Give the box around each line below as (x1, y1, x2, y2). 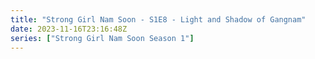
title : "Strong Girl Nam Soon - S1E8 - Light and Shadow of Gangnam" (10, 14, 307, 25)
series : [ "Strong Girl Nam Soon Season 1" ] (10, 33, 195, 43)
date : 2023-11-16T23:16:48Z (10, 24, 128, 34)
